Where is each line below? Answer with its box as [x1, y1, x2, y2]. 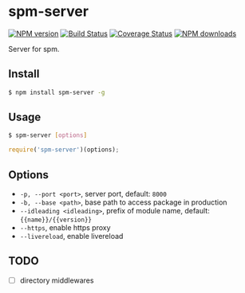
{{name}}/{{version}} [19, 216, 92, 224]
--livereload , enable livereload [19, 232, 124, 240]
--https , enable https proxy [19, 223, 111, 232]
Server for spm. [8, 44, 60, 53]
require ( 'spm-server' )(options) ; [8, 146, 120, 154]
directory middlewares [19, 275, 94, 285]
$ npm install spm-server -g [8, 88, 105, 96]
